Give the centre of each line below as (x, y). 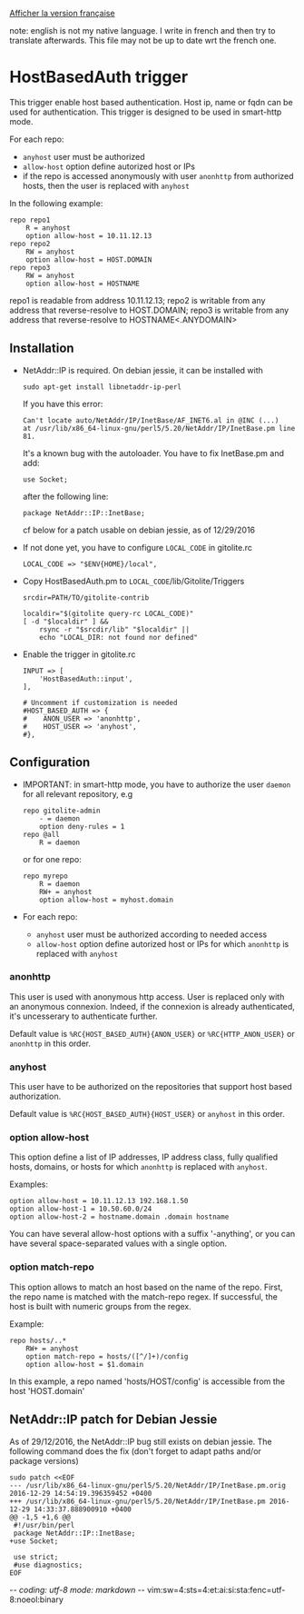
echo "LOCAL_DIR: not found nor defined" (118, 637)
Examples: (29, 1184)
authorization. (35, 1096)
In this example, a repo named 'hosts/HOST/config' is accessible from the (147, 1381)
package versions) (44, 1460)
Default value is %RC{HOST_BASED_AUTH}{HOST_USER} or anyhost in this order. (147, 1114)
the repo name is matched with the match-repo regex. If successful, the (144, 1296)
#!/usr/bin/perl (44, 1525)
